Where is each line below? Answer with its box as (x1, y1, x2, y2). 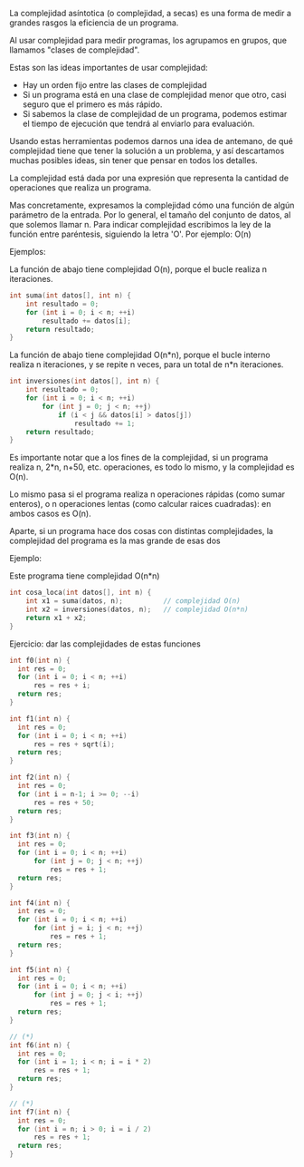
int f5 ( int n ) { (9, 965, 71, 974)
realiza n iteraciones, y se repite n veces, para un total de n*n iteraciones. (9, 359, 284, 370)
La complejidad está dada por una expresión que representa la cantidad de (9, 172, 290, 183)
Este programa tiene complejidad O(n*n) (9, 570, 160, 581)
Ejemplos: (9, 247, 47, 257)
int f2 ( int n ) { (9, 773, 71, 783)
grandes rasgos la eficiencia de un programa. (9, 17, 179, 28)
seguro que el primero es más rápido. (22, 99, 163, 110)
